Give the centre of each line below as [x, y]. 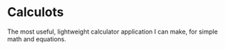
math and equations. [37, 38]
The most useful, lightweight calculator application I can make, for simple [112, 31]
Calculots [36, 12]
